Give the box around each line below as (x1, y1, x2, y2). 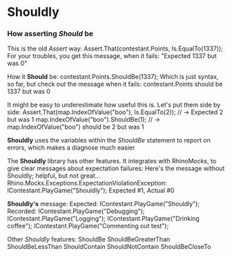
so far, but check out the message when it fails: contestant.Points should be (7, 80, 223, 89)
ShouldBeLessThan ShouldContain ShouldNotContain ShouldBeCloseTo (7, 243, 211, 251)
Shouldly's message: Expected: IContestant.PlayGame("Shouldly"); (7, 200, 200, 208)
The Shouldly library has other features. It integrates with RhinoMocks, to (7, 157, 217, 165)
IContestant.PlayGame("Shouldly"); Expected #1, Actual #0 (7, 186, 175, 194)
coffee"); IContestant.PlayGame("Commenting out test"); (7, 222, 169, 230)
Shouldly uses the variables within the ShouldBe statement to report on (7, 136, 211, 145)
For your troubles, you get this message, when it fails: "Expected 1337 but (7, 52, 217, 60)
